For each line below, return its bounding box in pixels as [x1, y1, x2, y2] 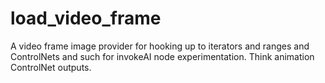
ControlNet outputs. [10, 61, 92, 73]
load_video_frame [10, 7, 162, 30]
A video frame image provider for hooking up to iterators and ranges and [10, 40, 310, 52]
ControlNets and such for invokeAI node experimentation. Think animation [10, 50, 315, 62]
